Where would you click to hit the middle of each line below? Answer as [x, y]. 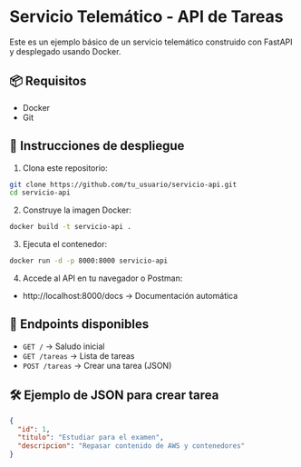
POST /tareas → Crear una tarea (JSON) [97, 365]
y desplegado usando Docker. [65, 51]
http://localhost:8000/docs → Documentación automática [130, 296]
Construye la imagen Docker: [77, 210]
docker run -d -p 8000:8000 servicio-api [89, 261]
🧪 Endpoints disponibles [79, 324]
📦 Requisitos [48, 81]
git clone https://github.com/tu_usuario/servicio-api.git [123, 184]
